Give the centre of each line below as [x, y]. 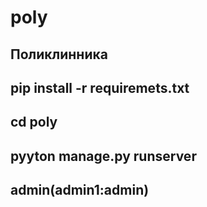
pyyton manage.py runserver [103, 156]
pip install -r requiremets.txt [100, 87]
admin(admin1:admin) [80, 190]
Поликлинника [59, 54]
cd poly [34, 122]
